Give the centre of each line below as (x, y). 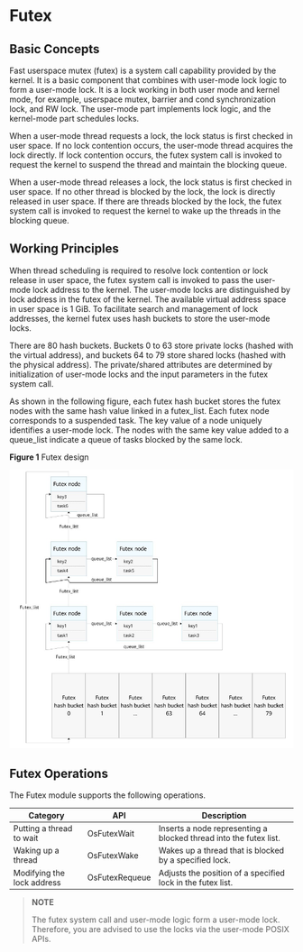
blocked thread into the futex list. (220, 838)
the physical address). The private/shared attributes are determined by (141, 364)
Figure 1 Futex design (49, 457)
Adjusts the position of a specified (222, 873)
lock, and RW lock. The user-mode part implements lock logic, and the (140, 109)
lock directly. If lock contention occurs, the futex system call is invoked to (146, 155)
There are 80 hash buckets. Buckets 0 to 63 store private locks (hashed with (151, 345)
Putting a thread (43, 828)
